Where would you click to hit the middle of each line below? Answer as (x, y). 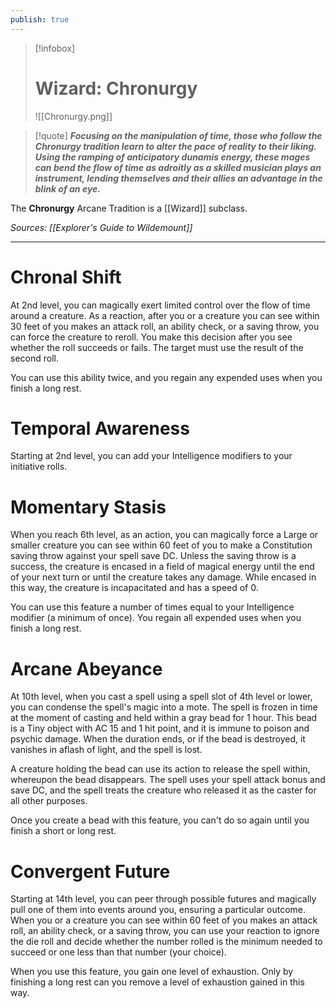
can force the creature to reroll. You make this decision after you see (151, 337)
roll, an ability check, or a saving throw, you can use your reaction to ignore (165, 931)
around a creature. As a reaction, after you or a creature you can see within (165, 315)
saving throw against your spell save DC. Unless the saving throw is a (153, 556)
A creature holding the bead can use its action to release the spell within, (160, 769)
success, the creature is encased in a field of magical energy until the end (162, 567)
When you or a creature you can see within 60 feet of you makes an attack (164, 920)
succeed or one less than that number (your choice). (118, 952)
